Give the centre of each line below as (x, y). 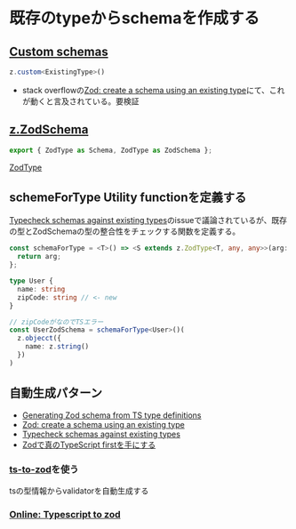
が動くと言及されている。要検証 (80, 101)
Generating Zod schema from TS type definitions (112, 415)
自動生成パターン (56, 393)
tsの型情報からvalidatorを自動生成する (79, 491)
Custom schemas (59, 51)
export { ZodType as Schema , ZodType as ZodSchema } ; (111, 150)
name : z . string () (57, 347)
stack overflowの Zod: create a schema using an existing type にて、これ (153, 90)
